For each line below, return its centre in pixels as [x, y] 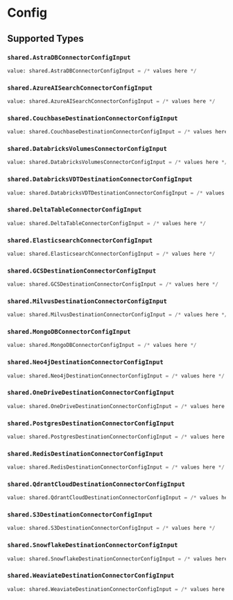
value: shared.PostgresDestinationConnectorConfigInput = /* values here [116, 437]
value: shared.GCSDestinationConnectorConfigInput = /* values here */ [113, 284]
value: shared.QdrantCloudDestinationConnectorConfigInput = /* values [113, 498]
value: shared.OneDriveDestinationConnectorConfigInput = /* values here [116, 406]
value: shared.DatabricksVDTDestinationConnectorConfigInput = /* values [116, 193]
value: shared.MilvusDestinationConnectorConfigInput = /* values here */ [118, 315]
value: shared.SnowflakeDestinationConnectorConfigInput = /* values [110, 559]
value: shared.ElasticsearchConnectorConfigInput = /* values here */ [111, 254]
